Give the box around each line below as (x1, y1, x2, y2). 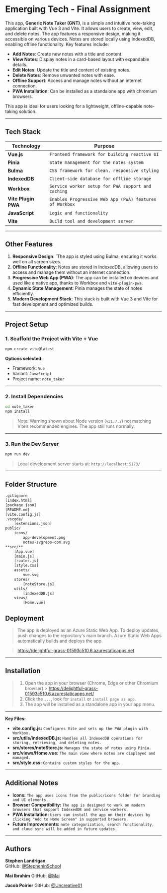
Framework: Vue (12, 365, 45, 371)
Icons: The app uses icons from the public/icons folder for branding (12, 792, 161, 798)
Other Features (5, 240, 53, 248)
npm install (5, 409, 30, 414)
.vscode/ (5, 516, 23, 522)
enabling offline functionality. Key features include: (5, 41, 109, 47)
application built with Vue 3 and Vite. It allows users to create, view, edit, (5, 25, 154, 31)
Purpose (94, 142, 115, 149)
